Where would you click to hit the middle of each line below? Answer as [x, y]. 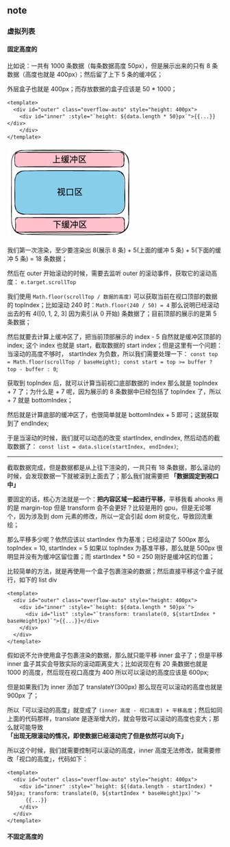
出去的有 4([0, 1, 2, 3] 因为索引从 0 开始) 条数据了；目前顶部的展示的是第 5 [112, 313]
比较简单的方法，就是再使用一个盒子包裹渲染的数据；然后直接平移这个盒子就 [115, 571]
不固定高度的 [25, 837]
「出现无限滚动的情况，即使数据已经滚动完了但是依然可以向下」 [97, 735]
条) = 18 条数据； [44, 259]
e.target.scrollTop [48, 282]
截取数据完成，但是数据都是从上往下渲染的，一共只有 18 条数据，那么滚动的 [114, 467]
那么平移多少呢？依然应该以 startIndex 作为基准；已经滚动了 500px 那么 [108, 539]
